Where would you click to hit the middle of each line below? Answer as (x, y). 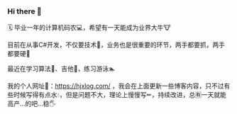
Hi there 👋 (25, 11)
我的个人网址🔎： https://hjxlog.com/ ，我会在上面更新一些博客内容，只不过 (116, 86)
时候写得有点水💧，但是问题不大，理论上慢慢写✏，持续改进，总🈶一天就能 (120, 95)
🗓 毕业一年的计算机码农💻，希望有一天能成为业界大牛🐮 (89, 28)
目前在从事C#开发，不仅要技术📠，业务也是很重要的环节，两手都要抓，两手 (116, 45)
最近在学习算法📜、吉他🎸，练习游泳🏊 (61, 69)
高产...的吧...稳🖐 (32, 104)
